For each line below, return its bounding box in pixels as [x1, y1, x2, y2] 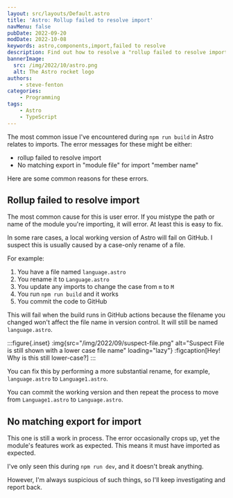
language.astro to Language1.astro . [7, 374, 109, 383]
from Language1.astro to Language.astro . [7, 395, 123, 404]
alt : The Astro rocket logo [13, 68, 95, 75]
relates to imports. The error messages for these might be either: [7, 140, 193, 148]
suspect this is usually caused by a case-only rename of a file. [7, 241, 186, 249]
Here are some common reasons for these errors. [7, 174, 149, 183]
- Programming [19, 94, 60, 101]
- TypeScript [19, 113, 58, 120]
